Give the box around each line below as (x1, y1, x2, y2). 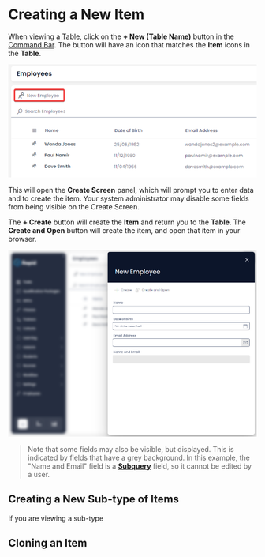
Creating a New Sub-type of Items (8, 492, 180, 506)
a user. (27, 469, 50, 479)
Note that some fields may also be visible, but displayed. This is (27, 444, 234, 454)
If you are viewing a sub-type (8, 514, 104, 523)
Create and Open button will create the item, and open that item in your (8, 225, 241, 235)
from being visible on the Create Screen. (8, 201, 140, 211)
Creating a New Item (8, 6, 144, 24)
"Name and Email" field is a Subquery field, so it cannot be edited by (27, 461, 252, 471)
